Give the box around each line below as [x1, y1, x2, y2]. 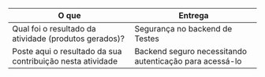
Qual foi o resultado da [12, 24, 96, 34]
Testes [134, 33, 159, 44]
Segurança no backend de [134, 24, 233, 34]
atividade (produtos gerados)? [12, 33, 125, 44]
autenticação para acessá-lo [134, 56, 242, 66]
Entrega [178, 10, 209, 20]
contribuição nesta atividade [12, 56, 118, 66]
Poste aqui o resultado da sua [12, 46, 122, 57]
